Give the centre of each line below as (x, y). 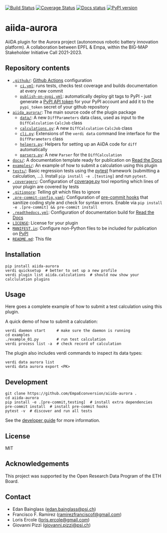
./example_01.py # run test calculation (56, 340)
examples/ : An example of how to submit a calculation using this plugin (85, 165)
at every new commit (41, 91)
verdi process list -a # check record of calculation (63, 344)
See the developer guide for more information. (53, 420)
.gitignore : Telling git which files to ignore (56, 192)
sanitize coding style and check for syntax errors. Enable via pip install (87, 202)
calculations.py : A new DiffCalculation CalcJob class (76, 128)
